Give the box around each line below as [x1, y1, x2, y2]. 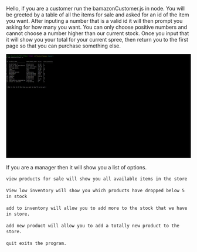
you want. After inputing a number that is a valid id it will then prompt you [6, 18, 183, 24]
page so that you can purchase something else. [6, 42, 121, 49]
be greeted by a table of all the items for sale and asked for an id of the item [6, 11, 189, 18]
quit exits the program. [6, 240, 67, 246]
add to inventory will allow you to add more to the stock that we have [6, 205, 188, 211]
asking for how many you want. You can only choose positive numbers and [6, 23, 188, 30]
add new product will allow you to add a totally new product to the [6, 223, 180, 229]
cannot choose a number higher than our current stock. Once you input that [6, 30, 189, 37]
